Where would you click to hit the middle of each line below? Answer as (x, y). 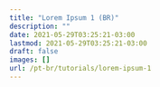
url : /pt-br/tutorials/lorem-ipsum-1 (80, 69)
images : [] (30, 60)
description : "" (40, 26)
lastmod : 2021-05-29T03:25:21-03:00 (78, 43)
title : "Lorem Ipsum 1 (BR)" (64, 18)
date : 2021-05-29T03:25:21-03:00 (72, 34)
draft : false (34, 52)
